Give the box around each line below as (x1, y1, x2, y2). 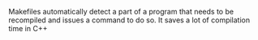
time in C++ (8, 24, 48, 33)
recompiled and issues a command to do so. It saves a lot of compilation (8, 15, 250, 25)
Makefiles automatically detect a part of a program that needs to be (8, 7, 234, 16)
